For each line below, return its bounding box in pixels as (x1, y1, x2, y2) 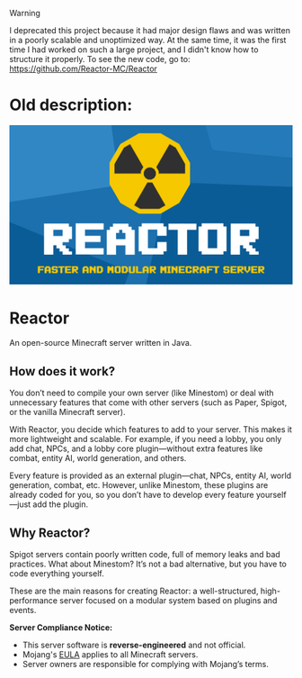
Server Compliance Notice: (9, 622, 113, 633)
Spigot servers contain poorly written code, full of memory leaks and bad (9, 549, 280, 559)
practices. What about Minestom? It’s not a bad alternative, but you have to (9, 558, 288, 569)
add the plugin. (32, 499, 88, 510)
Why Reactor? (9, 525, 91, 540)
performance (9, 595, 58, 606)
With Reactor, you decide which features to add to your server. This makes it (9, 424, 292, 435)
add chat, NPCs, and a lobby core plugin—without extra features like (9, 443, 263, 454)
